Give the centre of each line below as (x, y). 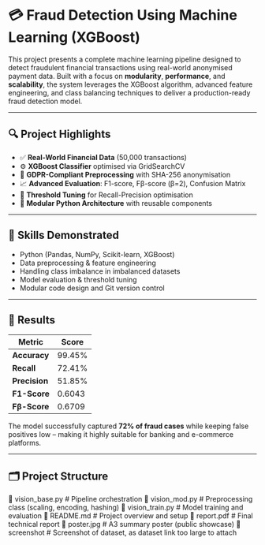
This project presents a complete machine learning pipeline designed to (125, 59)
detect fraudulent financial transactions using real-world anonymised (120, 67)
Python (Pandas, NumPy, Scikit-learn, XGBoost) (97, 254)
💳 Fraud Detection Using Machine (123, 15)
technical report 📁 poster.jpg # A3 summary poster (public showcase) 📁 (125, 524)
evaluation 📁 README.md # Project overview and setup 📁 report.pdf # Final (131, 516)
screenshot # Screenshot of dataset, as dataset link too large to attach (123, 532)
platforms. (25, 443)
